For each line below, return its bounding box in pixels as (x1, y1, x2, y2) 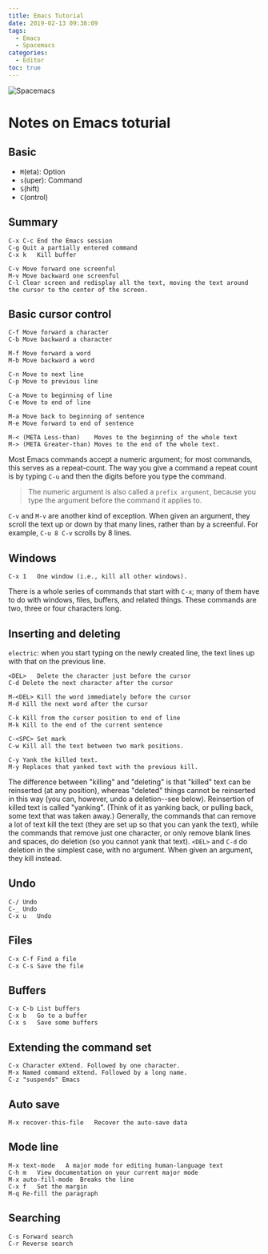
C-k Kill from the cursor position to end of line (8, 714, 181, 722)
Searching (8, 1212, 62, 1225)
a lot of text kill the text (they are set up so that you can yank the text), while (8, 819, 258, 829)
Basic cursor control (8, 307, 112, 321)
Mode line (8, 1140, 59, 1154)
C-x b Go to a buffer (8, 1012, 88, 1020)
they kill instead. (8, 854, 62, 863)
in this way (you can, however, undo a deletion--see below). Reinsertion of (8, 794, 254, 803)
